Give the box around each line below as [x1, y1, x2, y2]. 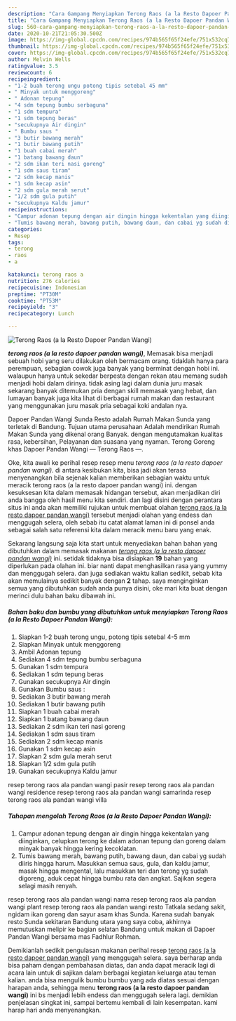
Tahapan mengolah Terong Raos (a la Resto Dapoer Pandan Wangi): [8, 812, 212, 820]
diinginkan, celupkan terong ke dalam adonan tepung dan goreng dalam [18, 836, 226, 845]
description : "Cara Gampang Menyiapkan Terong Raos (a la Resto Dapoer [8, 10, 221, 18]
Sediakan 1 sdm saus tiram [18, 730, 95, 738]
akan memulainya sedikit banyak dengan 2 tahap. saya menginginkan [8, 577, 209, 585]
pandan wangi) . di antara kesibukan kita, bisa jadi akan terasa [8, 466, 186, 474]
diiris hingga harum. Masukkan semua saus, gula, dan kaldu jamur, [18, 859, 211, 867]
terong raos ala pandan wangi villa [8, 795, 107, 804]
